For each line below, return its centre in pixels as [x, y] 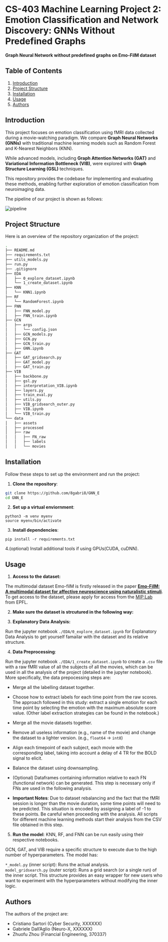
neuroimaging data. [25, 189]
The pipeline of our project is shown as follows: [54, 199]
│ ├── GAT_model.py [28, 363]
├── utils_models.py [27, 260]
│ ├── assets [21, 423]
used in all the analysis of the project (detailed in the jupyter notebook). [79, 672]
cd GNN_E [14, 498]
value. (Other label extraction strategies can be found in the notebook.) [86, 713]
